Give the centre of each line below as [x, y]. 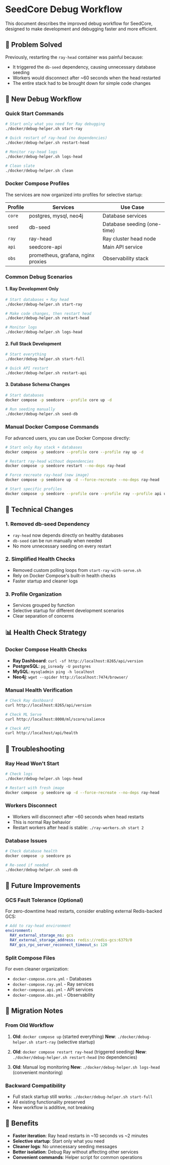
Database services [125, 216]
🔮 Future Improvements [43, 886]
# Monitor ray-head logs [31, 152]
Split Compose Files [30, 958]
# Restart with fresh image [35, 788]
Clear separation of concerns [43, 616]
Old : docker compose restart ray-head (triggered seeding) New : [79, 1052]
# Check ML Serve [24, 714]
